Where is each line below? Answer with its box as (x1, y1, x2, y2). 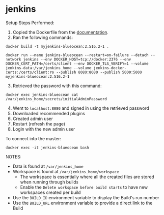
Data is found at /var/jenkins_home (12, 163, 84, 169)
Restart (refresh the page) (12, 121, 66, 126)
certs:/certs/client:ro (5, 70, 55, 75)
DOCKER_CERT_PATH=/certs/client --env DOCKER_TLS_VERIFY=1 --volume (5, 61, 149, 66)
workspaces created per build (20, 189, 81, 195)
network (5, 57, 22, 62)
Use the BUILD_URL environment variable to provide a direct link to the (12, 200, 153, 206)
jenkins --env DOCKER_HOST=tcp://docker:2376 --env (23, 57, 132, 62)
